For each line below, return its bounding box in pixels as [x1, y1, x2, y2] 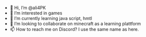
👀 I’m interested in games [9, 10, 62, 16]
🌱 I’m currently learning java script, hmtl [9, 15, 92, 21]
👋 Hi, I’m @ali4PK [9, 5, 46, 10]
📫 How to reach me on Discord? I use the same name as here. [9, 26, 139, 32]
